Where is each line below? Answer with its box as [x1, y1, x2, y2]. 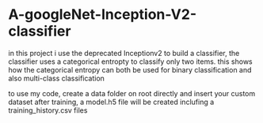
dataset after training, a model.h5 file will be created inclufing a [8, 97, 215, 106]
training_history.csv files [8, 105, 88, 115]
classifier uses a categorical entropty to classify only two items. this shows [8, 57, 253, 66]
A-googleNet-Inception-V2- [8, 6, 196, 24]
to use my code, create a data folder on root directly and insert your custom [8, 88, 256, 98]
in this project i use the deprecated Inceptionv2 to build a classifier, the [8, 48, 240, 58]
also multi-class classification [8, 73, 105, 83]
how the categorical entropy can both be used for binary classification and [8, 65, 252, 74]
